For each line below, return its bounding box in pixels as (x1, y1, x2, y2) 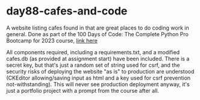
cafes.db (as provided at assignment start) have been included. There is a (6, 55, 190, 62)
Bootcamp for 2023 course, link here (6, 37, 98, 44)
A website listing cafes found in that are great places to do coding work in (6, 24, 189, 31)
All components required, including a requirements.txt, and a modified (6, 48, 180, 55)
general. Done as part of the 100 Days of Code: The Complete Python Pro (6, 30, 189, 37)
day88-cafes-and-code (6, 4, 128, 18)
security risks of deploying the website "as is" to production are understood (6, 67, 195, 75)
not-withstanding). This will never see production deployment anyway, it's (6, 80, 190, 88)
